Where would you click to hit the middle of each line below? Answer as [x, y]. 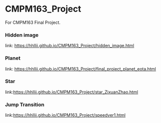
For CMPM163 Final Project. [33, 22]
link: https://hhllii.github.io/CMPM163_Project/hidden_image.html [70, 46]
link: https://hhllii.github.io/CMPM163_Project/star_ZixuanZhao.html [72, 92]
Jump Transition [25, 105]
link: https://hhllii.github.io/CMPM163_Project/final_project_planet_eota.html [80, 69]
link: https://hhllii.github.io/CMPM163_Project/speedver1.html [65, 115]
